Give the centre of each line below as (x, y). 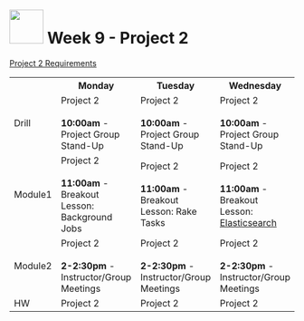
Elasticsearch (248, 222)
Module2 (33, 266)
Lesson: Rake (168, 211)
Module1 (33, 194)
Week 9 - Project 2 (118, 39)
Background (86, 217)
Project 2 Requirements (53, 63)
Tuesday (176, 85)
